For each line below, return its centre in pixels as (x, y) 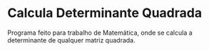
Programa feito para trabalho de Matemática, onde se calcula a (100, 33)
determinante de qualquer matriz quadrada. (71, 40)
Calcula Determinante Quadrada (104, 13)
